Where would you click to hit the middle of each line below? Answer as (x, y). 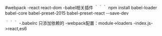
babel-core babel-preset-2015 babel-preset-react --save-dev (67, 13)
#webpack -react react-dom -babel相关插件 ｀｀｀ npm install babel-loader (81, 8)
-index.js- (143, 23)
